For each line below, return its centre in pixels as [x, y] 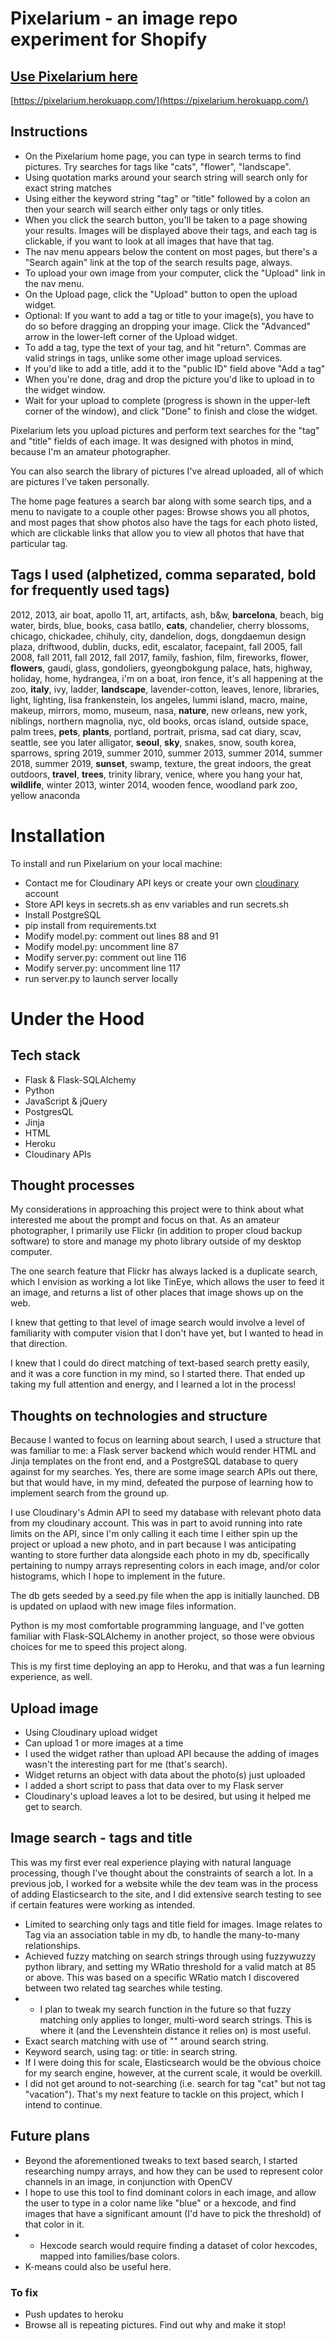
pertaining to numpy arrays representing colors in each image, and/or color [165, 1566]
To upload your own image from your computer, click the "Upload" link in [175, 273]
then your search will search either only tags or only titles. [144, 209]
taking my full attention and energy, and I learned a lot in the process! [153, 1384]
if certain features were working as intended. [103, 1904]
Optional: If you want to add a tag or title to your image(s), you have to [169, 315]
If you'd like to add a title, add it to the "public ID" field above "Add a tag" [175, 368]
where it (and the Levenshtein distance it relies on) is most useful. [175, 2030]
